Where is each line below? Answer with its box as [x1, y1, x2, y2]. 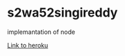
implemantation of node [7, 28, 76, 36]
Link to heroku [7, 41, 49, 49]
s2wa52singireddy [7, 5, 118, 21]
